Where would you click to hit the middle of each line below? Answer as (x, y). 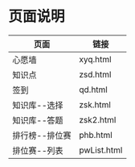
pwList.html (101, 150)
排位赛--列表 (38, 150)
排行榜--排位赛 (42, 136)
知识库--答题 (38, 120)
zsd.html (95, 74)
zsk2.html (98, 119)
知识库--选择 (38, 105)
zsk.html (95, 104)
